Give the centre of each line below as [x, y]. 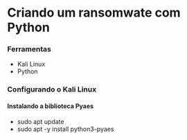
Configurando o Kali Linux [52, 89]
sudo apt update [41, 121]
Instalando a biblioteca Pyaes [51, 106]
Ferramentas [29, 49]
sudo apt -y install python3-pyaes [65, 129]
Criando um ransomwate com [94, 13]
